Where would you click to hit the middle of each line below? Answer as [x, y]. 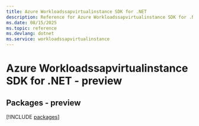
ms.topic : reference [32, 28]
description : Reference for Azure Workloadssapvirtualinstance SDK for [96, 17]
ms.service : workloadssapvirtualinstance [58, 39]
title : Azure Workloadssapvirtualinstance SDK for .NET [76, 12]
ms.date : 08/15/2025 [32, 22]
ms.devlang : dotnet [30, 34]
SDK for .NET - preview [64, 81]
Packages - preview [44, 103]
